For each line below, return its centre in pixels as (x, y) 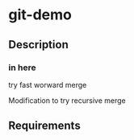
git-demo (40, 15)
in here (22, 68)
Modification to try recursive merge (67, 100)
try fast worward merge (48, 84)
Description (38, 45)
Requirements (44, 126)
